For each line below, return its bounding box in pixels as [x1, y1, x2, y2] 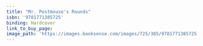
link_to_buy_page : [6, 25, 53, 32]
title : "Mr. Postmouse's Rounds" [6, 8, 91, 15]
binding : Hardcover [6, 20, 56, 26]
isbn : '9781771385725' [6, 14, 64, 20]
